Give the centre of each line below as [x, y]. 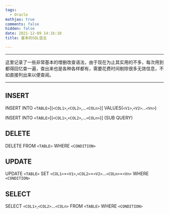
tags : [11, 10]
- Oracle [19, 15]
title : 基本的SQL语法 [26, 38]
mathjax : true [20, 19]
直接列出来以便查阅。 [31, 75]
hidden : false [20, 29]
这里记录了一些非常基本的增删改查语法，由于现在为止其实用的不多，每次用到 [84, 62]
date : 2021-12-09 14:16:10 [33, 33]
